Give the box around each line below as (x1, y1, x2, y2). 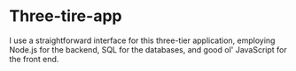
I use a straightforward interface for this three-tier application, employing (9, 35, 276, 46)
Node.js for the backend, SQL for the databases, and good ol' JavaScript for (9, 44, 288, 54)
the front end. (9, 53, 59, 64)
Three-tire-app (9, 6, 122, 26)
